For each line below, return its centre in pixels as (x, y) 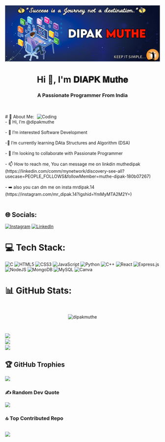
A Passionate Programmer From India (82, 95)
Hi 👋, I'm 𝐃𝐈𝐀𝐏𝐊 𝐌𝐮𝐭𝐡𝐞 (82, 80)
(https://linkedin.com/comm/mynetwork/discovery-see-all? (65, 171)
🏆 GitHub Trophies (35, 364)
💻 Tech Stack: (35, 247)
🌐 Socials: (21, 215)
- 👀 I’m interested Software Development (46, 132)
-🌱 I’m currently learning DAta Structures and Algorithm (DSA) (68, 143)
